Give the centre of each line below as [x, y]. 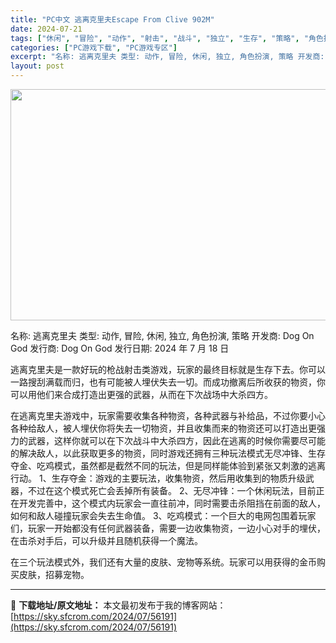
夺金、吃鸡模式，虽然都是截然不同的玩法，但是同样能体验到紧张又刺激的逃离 [168, 465]
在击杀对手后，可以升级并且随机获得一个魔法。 [106, 540]
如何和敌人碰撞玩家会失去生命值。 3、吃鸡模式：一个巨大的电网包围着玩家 [163, 515]
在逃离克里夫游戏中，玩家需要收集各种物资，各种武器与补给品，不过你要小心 [168, 415]
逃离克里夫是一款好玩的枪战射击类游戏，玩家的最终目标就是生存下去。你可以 [168, 369]
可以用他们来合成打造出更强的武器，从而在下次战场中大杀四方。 [141, 394]
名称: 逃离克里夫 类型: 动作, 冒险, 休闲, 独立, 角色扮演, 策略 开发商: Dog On [162, 335]
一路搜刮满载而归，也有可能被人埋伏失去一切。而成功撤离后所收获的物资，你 [168, 382]
